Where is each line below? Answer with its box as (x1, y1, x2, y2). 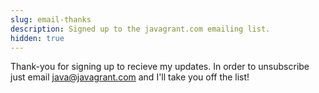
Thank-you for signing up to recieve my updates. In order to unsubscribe (10, 61, 310, 73)
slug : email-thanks (10, 14, 92, 25)
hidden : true (10, 33, 65, 43)
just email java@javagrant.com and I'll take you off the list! (10, 71, 250, 83)
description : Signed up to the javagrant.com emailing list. (10, 24, 271, 34)
